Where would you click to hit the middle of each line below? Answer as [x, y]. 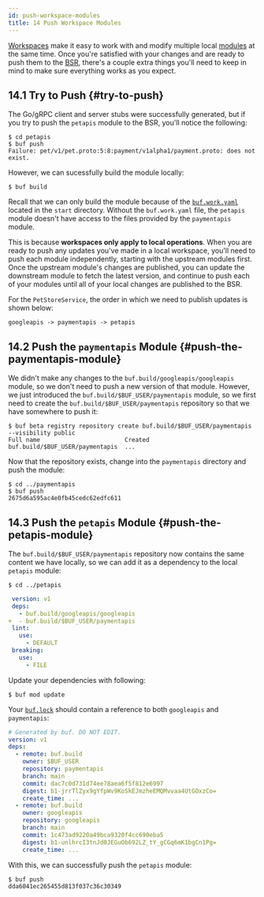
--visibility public [42, 433]
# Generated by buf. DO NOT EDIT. [65, 732]
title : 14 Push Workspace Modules [65, 23]
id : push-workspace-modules [54, 15]
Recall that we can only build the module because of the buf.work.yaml [123, 202]
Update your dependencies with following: [77, 680]
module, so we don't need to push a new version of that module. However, [129, 386]
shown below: [31, 308]
